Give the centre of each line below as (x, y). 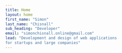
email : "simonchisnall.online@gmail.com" (50, 33)
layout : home (19, 15)
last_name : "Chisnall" (29, 24)
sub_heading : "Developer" (33, 29)
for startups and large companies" (43, 43)
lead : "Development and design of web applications (61, 38)
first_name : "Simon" (27, 19)
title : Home (18, 10)
